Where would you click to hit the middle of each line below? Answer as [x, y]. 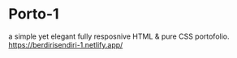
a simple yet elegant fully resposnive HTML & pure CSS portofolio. [119, 36]
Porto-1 [34, 14]
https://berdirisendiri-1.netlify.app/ [66, 44]
